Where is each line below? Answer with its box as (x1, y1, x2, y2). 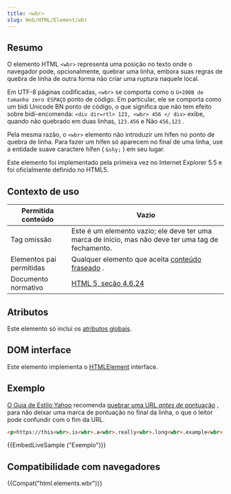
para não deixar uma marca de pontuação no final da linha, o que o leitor (7, 408, 213, 416)
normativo (10, 283, 43, 293)
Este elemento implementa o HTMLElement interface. (7, 362, 158, 371)
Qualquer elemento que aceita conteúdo (71, 255, 201, 265)
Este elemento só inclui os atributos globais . (7, 324, 132, 333)
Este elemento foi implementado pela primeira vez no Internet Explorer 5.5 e (7, 159, 222, 167)
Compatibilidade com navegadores (7, 461, 160, 473)
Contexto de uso (7, 186, 80, 197)
